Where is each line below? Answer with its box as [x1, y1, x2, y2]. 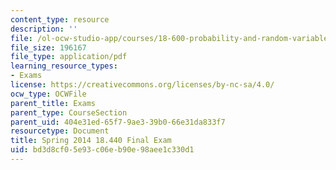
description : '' [10, 24, 78, 34]
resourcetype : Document [10, 126, 110, 136]
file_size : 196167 [10, 42, 87, 53]
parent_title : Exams [10, 98, 97, 108]
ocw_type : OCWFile [10, 89, 87, 99]
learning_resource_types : [10, 61, 118, 71]
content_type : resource [10, 14, 110, 25]
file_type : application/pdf [10, 52, 128, 62]
